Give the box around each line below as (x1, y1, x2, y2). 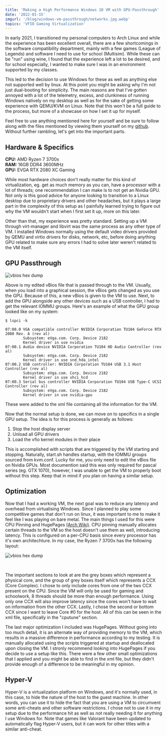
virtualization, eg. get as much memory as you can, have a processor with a (5, 182, 161, 188)
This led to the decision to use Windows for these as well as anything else (5, 76, 157, 82)
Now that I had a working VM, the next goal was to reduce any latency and (5, 500, 159, 506)
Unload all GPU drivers (12, 431, 59, 437)
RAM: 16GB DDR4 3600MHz (5, 162, 64, 168)
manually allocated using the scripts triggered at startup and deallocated (5, 640, 155, 646)
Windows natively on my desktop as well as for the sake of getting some (5, 98, 154, 104)
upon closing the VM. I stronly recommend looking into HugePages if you (5, 645, 156, 651)
